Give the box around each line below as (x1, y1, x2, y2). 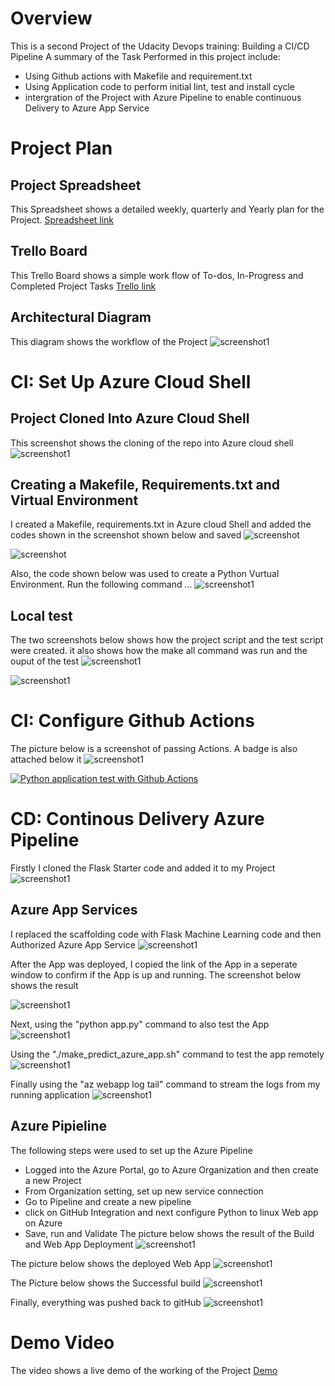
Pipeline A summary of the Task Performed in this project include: (10, 50, 281, 62)
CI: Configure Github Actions (10, 710, 255, 732)
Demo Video (10, 1331, 115, 1354)
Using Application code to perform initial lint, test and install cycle (24, 80, 295, 92)
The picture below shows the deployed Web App (10, 1257, 212, 1269)
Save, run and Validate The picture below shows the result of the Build (24, 1227, 315, 1239)
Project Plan (10, 137, 113, 160)
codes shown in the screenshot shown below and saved (10, 529, 242, 541)
